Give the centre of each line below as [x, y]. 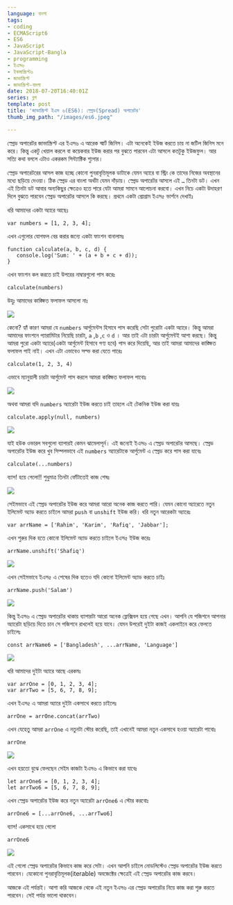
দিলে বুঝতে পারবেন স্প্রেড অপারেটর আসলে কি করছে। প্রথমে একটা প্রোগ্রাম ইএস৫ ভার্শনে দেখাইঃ [100, 196]
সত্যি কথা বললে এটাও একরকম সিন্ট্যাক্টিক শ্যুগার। [55, 159]
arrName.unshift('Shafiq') [46, 551]
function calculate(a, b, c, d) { [57, 249]
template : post [29, 104]
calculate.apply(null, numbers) [54, 417]
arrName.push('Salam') [40, 590]
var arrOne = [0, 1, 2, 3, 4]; [52, 684]
